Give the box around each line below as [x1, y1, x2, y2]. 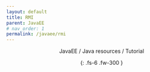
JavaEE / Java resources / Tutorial [59, 47, 145, 55]
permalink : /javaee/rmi [6, 31, 67, 37]
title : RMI [6, 14, 34, 20]
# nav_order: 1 [6, 25, 45, 32]
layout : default [6, 8, 47, 15]
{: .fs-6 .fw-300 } [80, 59, 123, 67]
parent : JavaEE [6, 20, 45, 26]
